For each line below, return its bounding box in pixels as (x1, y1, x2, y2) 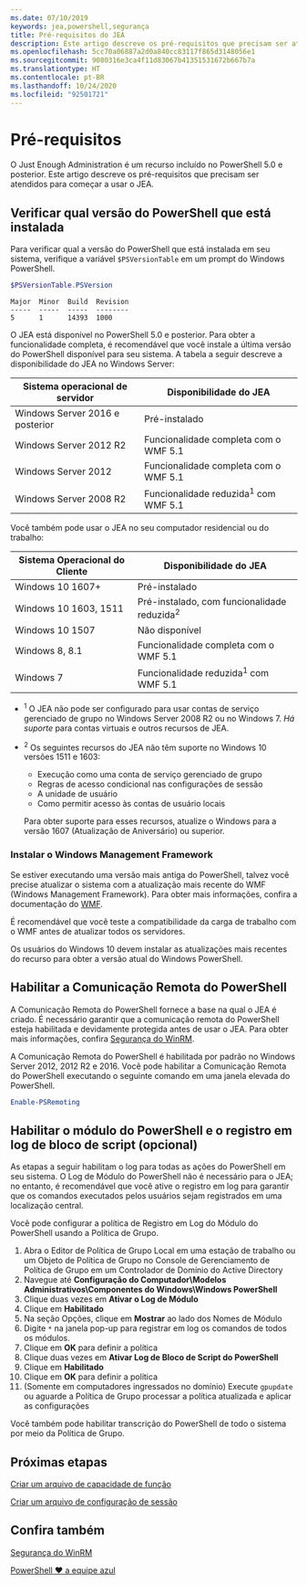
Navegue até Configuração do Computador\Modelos (23, 1274, 227, 1285)
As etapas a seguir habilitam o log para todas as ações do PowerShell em (10, 1161, 286, 1172)
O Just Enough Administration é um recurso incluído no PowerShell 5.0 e (10, 159, 283, 170)
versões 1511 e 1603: (23, 751, 101, 763)
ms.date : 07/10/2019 (10, 13, 89, 23)
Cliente (56, 565, 88, 578)
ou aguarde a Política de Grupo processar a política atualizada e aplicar (23, 1390, 292, 1402)
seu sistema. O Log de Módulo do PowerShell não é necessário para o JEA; (10, 1171, 294, 1182)
